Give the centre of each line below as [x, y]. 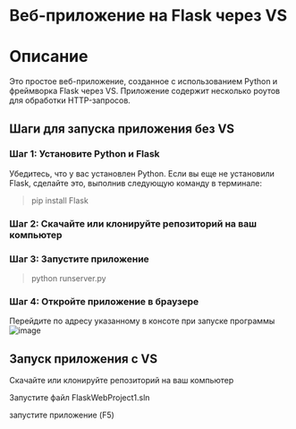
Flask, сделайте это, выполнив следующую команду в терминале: [135, 183]
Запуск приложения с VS [84, 359]
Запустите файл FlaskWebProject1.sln [80, 398]
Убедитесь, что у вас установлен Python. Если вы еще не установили [142, 173]
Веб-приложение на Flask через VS [148, 16]
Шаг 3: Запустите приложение [79, 259]
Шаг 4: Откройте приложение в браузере [104, 301]
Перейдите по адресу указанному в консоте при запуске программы [142, 321]
